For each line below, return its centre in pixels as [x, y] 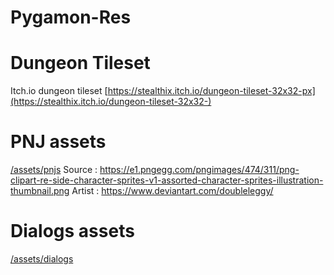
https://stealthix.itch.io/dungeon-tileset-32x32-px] [211, 91]
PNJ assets [58, 142]
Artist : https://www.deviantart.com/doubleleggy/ [172, 191]
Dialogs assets [72, 231]
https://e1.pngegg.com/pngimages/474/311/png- [199, 170]
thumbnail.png [40, 191]
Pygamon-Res [71, 17]
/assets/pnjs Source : [54, 170]
